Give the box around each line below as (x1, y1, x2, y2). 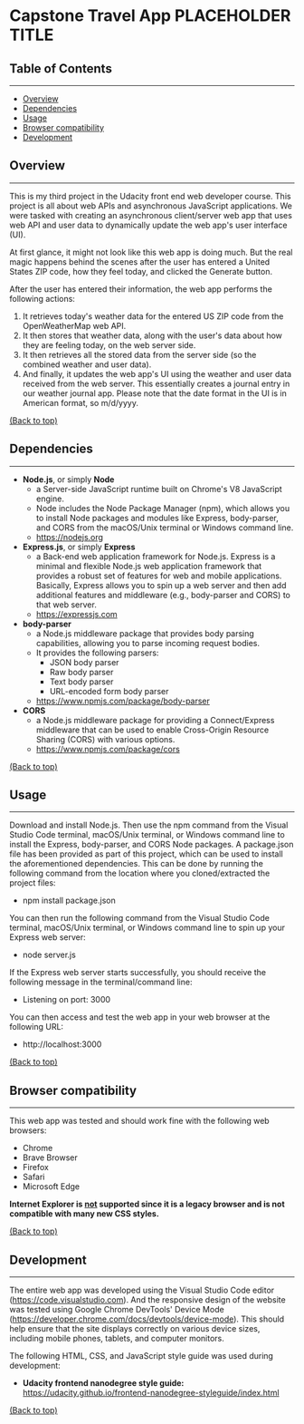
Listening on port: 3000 (22, 994, 111, 1005)
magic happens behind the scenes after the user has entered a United (9, 256, 271, 267)
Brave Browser (22, 1152, 79, 1163)
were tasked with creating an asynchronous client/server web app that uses (9, 209, 292, 220)
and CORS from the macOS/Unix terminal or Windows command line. (35, 522, 294, 533)
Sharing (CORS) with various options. (35, 733, 176, 744)
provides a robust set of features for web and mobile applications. (35, 570, 282, 581)
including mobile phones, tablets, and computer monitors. (9, 1333, 224, 1344)
